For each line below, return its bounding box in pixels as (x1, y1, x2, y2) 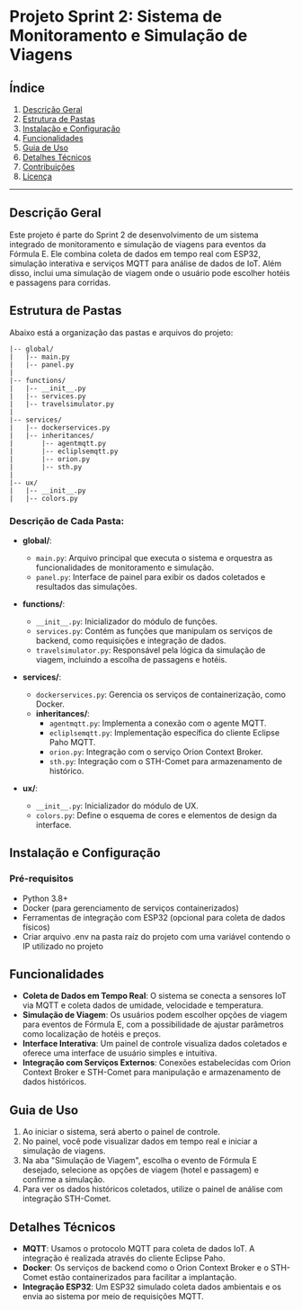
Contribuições (22, 162, 75, 172)
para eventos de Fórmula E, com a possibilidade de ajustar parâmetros (22, 1019, 285, 1030)
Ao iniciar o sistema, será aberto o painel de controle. (22, 1127, 220, 1137)
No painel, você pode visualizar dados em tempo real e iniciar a (22, 1136, 258, 1147)
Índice (9, 80, 45, 95)
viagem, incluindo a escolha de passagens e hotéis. (35, 654, 227, 664)
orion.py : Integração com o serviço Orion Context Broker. (49, 746, 263, 757)
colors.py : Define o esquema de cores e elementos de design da (35, 809, 277, 820)
